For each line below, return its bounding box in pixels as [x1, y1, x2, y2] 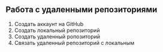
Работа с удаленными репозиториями [5, 5, 158, 15]
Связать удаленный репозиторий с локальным [14, 39, 135, 46]
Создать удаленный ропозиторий [14, 32, 100, 40]
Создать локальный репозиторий [14, 27, 100, 34]
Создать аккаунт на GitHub [14, 20, 84, 27]
